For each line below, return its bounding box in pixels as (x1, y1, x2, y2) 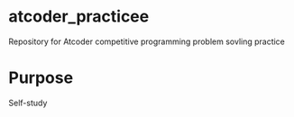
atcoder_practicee (8, 6, 150, 27)
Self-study (8, 97, 48, 108)
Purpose (8, 67, 74, 88)
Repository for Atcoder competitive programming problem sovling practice (8, 36, 286, 47)
